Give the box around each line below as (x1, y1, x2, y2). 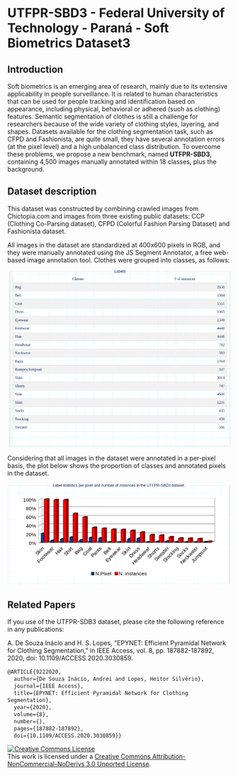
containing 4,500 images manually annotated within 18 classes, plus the (7, 157, 217, 166)
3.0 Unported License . (86, 760, 152, 769)
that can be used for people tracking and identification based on (7, 97, 195, 106)
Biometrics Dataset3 (7, 35, 131, 51)
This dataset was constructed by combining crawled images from (7, 204, 199, 213)
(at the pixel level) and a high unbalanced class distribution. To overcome (7, 143, 221, 150)
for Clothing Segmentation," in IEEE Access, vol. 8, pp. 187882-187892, (7, 647, 215, 655)
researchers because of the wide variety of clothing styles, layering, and (7, 120, 220, 128)
